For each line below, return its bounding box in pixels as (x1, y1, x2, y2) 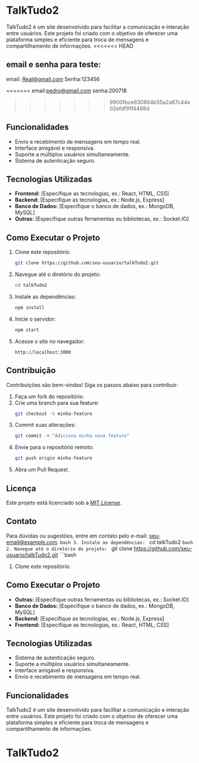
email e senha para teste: (6, 60, 102, 70)
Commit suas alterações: (14, 421, 76, 429)
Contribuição (6, 365, 56, 376)
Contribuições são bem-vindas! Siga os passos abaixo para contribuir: (6, 381, 178, 388)
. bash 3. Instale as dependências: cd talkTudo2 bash (57, 538, 193, 545)
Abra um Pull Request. (14, 466, 70, 473)
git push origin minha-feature (14, 455, 93, 461)
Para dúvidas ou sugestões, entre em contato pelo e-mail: (6, 532, 148, 539)
